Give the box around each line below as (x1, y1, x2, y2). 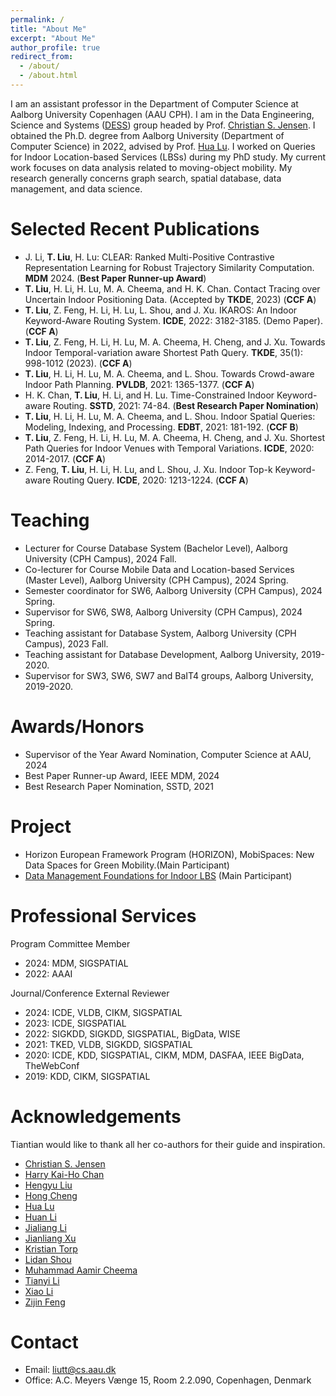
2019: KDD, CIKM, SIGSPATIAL (24, 1070, 151, 1082)
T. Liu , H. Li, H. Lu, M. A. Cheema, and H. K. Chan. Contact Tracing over (24, 282, 321, 295)
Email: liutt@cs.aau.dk (24, 1364, 117, 1376)
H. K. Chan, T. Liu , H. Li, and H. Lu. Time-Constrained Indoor (24, 389, 275, 401)
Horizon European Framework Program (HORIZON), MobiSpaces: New (24, 848, 315, 860)
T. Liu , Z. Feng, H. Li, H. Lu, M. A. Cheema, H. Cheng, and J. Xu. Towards (24, 336, 326, 348)
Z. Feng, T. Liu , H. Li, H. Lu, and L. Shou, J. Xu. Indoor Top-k (24, 463, 273, 475)
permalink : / (10, 14, 65, 25)
